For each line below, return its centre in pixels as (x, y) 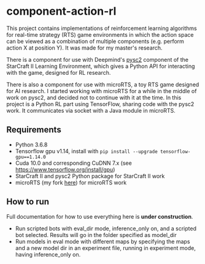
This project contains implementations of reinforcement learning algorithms (102, 28)
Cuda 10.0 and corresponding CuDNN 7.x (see (73, 163)
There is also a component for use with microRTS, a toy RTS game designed (103, 85)
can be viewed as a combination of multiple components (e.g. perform (95, 41)
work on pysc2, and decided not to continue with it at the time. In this (94, 97)
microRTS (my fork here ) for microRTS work (71, 183)
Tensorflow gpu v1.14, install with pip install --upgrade (86, 151)
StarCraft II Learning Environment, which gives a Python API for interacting (101, 66)
